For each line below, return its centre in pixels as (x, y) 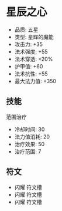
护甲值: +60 (29, 66)
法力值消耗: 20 (32, 137)
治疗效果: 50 (30, 144)
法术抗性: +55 (31, 74)
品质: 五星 (26, 29)
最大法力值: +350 (35, 81)
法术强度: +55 (31, 51)
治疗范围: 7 (28, 151)
